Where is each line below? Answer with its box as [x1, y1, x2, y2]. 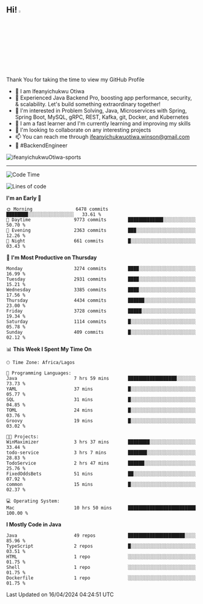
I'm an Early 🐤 [6, 194, 42, 202]
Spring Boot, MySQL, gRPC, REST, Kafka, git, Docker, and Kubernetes [14, 113, 189, 121]
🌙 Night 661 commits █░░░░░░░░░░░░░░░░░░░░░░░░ [6, 237, 196, 244]
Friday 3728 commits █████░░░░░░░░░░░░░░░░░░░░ [6, 308, 196, 314]
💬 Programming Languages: [6, 370, 71, 376]
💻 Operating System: [6, 498, 60, 504]
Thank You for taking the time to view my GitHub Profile [6, 76, 145, 83]
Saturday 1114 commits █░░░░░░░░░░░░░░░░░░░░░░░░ [6, 318, 196, 325]
